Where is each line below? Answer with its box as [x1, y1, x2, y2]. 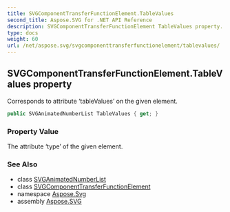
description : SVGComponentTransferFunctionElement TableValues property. [7, 23, 224, 30]
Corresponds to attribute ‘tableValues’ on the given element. [7, 97, 178, 105]
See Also [7, 160, 38, 169]
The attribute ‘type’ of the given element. [7, 142, 123, 151]
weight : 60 [7, 36, 39, 43]
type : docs [7, 29, 39, 37]
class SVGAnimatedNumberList [17, 175, 107, 184]
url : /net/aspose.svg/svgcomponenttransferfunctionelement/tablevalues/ [7, 42, 220, 49]
